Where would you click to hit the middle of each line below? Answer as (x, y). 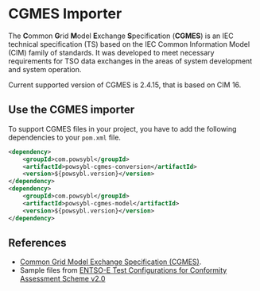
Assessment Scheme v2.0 (62, 279)
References (37, 243)
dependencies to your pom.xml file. (65, 137)
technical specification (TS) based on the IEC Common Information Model (129, 44)
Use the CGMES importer (72, 110)
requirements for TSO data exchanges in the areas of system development (130, 61)
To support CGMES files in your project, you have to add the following (122, 128)
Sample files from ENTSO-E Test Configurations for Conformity (123, 270)
